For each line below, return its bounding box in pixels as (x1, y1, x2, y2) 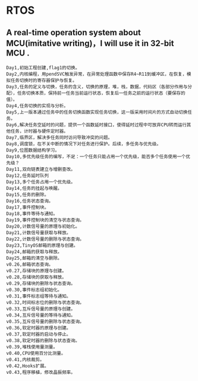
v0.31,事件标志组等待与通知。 (6, 293, 71, 299)
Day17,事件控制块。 (6, 204, 49, 210)
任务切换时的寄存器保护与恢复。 (10, 78, 77, 84)
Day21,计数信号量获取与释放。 (6, 230, 71, 236)
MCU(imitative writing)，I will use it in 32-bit (6, 38, 174, 48)
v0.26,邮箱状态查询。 (6, 262, 54, 268)
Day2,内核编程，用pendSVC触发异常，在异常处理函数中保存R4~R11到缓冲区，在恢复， (6, 71, 187, 77)
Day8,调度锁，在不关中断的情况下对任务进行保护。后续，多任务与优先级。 (6, 141, 162, 147)
